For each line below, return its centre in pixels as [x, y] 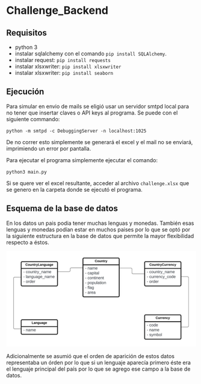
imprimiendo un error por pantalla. [49, 148]
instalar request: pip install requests [63, 60]
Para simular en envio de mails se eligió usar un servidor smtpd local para [98, 106]
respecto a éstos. [28, 242]
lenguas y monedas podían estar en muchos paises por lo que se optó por [98, 229]
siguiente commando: [33, 119]
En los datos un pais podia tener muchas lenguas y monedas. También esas [100, 223]
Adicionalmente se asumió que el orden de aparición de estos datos [90, 356]
